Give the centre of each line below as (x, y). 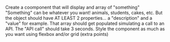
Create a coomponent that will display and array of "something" (72, 7)
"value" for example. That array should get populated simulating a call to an (85, 23)
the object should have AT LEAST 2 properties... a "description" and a (79, 18)
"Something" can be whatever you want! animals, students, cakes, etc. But (84, 13)
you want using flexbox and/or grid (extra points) (57, 34)
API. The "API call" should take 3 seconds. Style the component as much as (85, 29)
